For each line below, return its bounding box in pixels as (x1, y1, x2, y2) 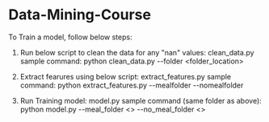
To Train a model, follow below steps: (8, 32, 132, 42)
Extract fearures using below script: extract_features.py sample (19, 71, 232, 81)
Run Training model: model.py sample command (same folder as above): (19, 96, 263, 105)
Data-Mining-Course (8, 6, 152, 24)
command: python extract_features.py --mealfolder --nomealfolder (19, 80, 244, 90)
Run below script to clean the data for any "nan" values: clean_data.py (19, 47, 254, 57)
